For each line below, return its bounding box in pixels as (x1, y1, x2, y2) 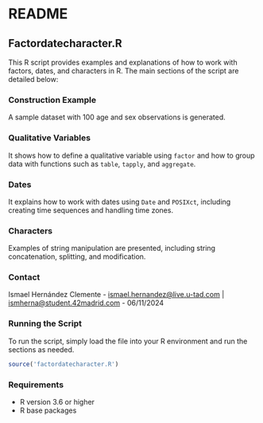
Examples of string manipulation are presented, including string (8, 244, 216, 253)
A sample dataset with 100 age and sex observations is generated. (8, 112, 226, 122)
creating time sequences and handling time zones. (8, 205, 173, 215)
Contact (8, 272, 41, 283)
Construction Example (8, 94, 97, 105)
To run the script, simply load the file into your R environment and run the (8, 336, 248, 346)
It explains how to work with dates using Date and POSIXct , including (8, 197, 231, 206)
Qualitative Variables (8, 132, 91, 143)
